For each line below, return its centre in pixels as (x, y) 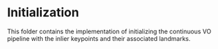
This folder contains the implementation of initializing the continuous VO (109, 31)
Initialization (43, 13)
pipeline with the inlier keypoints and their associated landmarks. (99, 38)
